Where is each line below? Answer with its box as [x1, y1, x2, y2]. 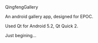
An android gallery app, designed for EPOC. [5, 14, 94, 19]
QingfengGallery [5, 4, 38, 10]
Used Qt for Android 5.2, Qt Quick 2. [5, 23, 78, 29]
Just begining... [5, 33, 37, 38]
